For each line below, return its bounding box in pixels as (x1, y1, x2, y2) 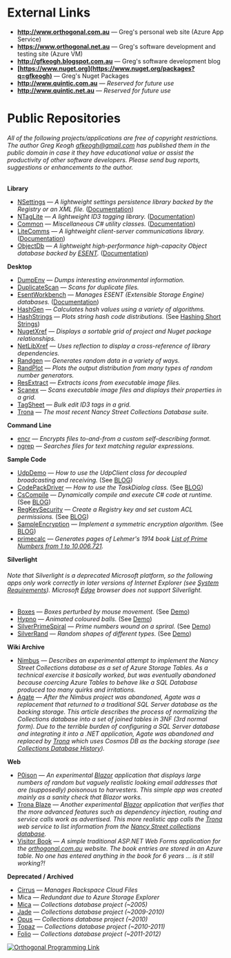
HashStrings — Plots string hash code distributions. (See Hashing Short (17, 313, 221, 321)
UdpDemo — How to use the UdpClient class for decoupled (17, 469, 187, 477)
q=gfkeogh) (17, 71, 53, 80)
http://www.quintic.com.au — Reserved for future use (17, 79, 174, 87)
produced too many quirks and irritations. (17, 685, 137, 694)
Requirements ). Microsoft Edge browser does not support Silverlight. (7, 585, 202, 594)
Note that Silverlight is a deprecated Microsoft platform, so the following (7, 571, 213, 579)
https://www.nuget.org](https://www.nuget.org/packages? (19, 64, 195, 72)
